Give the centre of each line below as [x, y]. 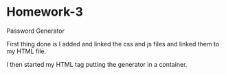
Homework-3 [45, 12]
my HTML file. [26, 51]
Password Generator [36, 31]
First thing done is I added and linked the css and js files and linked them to [113, 44]
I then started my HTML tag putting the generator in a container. [97, 64]
